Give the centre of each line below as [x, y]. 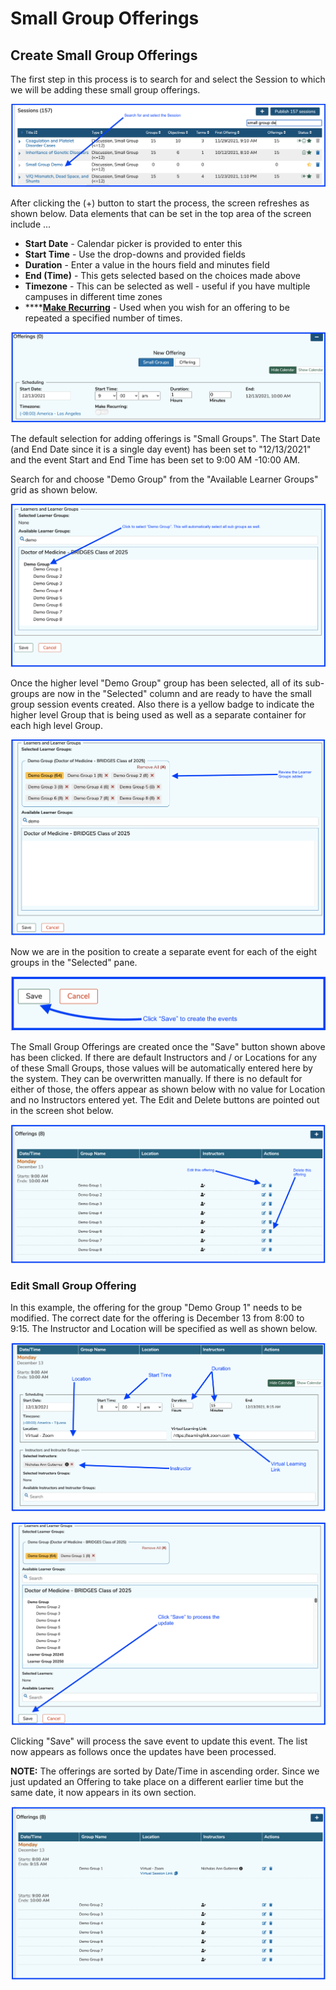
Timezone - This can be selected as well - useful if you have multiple [167, 286]
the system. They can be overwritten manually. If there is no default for [156, 1079]
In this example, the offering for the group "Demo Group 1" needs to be [156, 1308]
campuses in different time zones [93, 297]
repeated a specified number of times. [103, 318]
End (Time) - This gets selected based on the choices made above [162, 276]
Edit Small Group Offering [73, 1285]
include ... [31, 224]
